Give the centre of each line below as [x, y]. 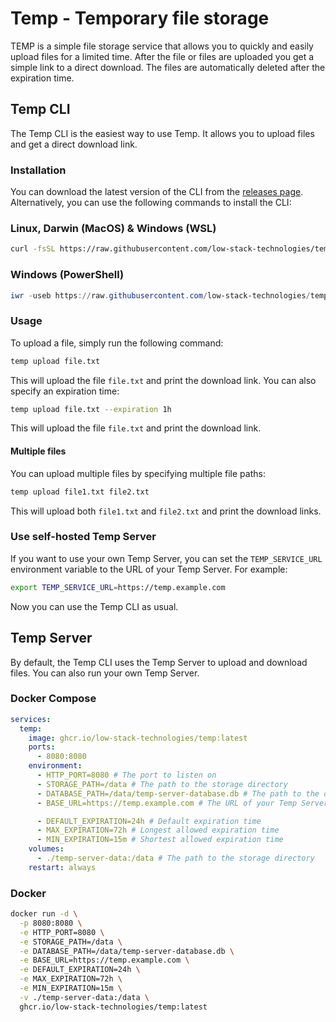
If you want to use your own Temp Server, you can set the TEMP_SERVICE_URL [166, 558]
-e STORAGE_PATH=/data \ [71, 942]
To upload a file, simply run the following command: [117, 343]
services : [31, 719]
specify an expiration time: [65, 391]
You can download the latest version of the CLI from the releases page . [157, 192]
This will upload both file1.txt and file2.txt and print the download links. [166, 511]
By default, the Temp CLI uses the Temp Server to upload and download [159, 662]
